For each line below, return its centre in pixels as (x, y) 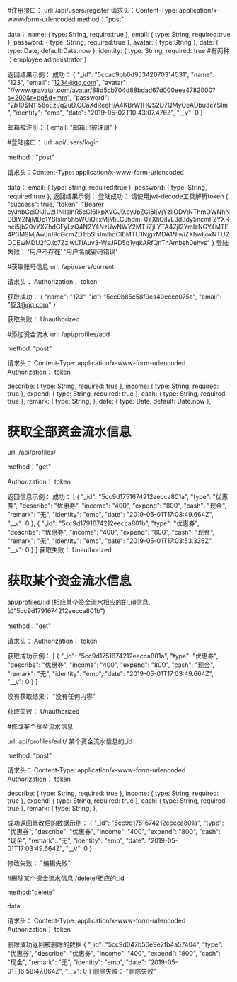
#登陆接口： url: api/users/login (53, 142)
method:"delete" (31, 892)
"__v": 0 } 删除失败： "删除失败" (111, 971)
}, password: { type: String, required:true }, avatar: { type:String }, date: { (113, 42)
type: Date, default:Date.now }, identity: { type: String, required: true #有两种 (118, 51)
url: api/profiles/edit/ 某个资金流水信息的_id (70, 741)
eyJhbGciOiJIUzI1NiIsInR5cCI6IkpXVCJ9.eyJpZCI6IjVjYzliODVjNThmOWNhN (119, 212)
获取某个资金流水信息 (70, 581)
